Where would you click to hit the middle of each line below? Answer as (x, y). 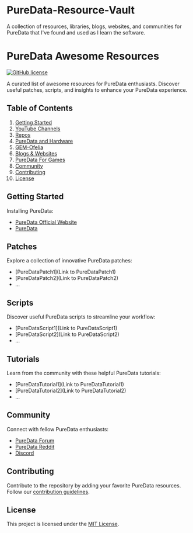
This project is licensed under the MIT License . (63, 524)
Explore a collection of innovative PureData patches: (69, 261)
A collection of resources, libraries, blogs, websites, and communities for (94, 26)
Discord (24, 453)
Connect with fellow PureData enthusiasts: (58, 429)
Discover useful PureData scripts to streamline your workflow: (81, 317)
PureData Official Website (46, 222)
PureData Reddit (35, 447)
